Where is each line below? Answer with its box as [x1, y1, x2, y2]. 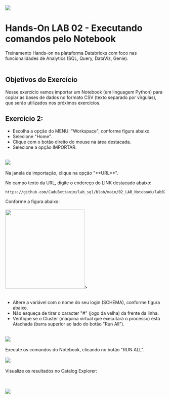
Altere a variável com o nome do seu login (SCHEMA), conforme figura [12, 300, 160, 306]
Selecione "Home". [12, 133, 52, 139]
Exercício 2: [5, 114, 44, 123]
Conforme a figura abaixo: [5, 198, 60, 205]
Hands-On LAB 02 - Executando [5, 22, 143, 34]
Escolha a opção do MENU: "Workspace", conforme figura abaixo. [12, 128, 151, 134]
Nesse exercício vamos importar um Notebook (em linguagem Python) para [5, 89, 163, 95]
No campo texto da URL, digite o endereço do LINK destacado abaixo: [5, 180, 152, 186]
